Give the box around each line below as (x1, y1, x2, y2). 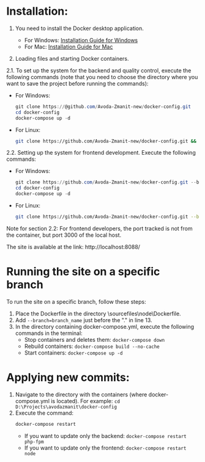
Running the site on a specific (6, 265, 160, 279)
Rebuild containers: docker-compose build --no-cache (24, 342, 160, 350)
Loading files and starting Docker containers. (15, 55, 130, 62)
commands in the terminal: (15, 329, 83, 337)
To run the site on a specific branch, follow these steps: (6, 298, 146, 305)
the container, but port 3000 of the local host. (6, 231, 122, 239)
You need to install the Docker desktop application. (15, 25, 144, 32)
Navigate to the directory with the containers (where (15, 391, 147, 398)
